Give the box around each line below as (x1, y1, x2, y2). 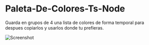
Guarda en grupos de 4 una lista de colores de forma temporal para (5, 19, 144, 25)
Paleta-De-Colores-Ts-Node (5, 3, 125, 14)
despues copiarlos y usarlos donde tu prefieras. (5, 24, 104, 30)
